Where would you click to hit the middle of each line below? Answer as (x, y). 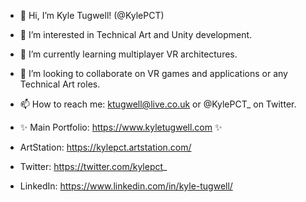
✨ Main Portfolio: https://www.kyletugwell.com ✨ (121, 127)
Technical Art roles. (60, 84)
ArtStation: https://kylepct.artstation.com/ (105, 147)
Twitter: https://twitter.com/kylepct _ (93, 166)
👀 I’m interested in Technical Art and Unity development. (136, 34)
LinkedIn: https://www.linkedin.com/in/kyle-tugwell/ (126, 186)
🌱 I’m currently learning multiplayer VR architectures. (128, 54)
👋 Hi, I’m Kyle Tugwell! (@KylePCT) (92, 15)
